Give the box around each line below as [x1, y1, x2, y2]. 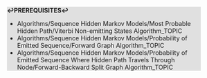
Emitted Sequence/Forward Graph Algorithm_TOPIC [17, 42, 165, 49]
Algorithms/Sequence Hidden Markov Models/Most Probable [17, 20, 191, 27]
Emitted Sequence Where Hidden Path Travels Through [17, 56, 175, 64]
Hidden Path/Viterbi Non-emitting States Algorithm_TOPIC [17, 27, 183, 35]
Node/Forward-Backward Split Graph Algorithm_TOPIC [17, 63, 173, 71]
